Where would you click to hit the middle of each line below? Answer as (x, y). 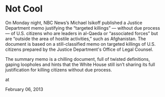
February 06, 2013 (24, 89)
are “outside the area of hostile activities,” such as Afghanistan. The (76, 39)
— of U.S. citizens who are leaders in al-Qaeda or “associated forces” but (81, 33)
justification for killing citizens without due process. (59, 70)
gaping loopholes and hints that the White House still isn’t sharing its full (80, 64)
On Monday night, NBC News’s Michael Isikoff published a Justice (74, 23)
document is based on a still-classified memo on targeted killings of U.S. (80, 44)
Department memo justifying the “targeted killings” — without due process (83, 28)
